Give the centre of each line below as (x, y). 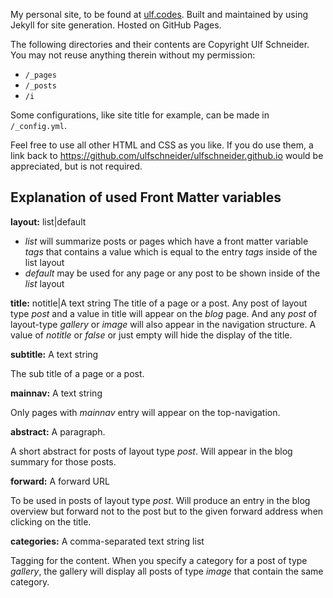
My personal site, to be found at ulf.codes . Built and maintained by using (159, 14)
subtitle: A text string (54, 354)
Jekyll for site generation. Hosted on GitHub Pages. (116, 25)
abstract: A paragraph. (58, 431)
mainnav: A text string (56, 393)
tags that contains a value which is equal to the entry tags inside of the (171, 251)
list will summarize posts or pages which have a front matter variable (166, 241)
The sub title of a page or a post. (77, 373)
